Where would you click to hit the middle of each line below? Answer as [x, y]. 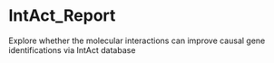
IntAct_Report [62, 16]
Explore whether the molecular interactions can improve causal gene [137, 40]
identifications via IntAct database [72, 49]
